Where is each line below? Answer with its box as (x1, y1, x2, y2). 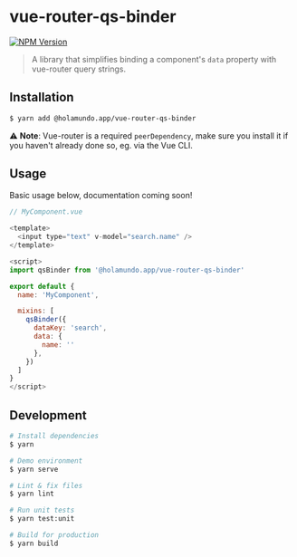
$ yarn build (9, 539, 59, 548)
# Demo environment (9, 456, 83, 466)
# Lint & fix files (9, 481, 83, 490)
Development (9, 408, 88, 423)
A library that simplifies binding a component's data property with (31, 53, 277, 64)
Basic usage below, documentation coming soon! (9, 190, 193, 201)
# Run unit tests (9, 505, 75, 515)
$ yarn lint (9, 489, 54, 499)
